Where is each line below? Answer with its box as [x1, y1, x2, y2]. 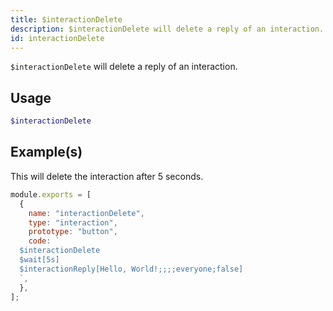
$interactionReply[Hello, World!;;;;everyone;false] [19, 264, 244, 274]
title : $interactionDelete [10, 14, 123, 25]
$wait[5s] [19, 255, 60, 265]
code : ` [28, 236, 60, 246]
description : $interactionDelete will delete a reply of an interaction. [10, 24, 325, 34]
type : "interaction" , [28, 217, 118, 228]
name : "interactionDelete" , [28, 208, 145, 218]
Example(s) [10, 144, 83, 161]
